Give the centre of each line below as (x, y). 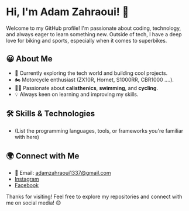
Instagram (27, 179)
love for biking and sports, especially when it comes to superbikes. (87, 40)
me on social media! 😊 (34, 203)
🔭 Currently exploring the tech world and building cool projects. (91, 73)
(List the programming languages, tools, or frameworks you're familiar (99, 130)
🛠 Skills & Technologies (51, 114)
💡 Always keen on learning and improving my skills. (76, 94)
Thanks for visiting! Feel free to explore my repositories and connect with (94, 197)
